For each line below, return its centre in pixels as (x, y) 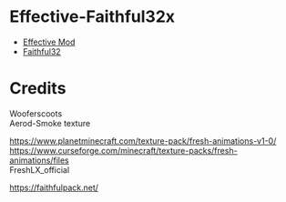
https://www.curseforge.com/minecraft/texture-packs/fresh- (124, 150)
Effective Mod (49, 42)
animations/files (40, 160)
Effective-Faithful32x (92, 17)
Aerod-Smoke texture (50, 123)
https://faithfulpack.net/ (54, 187)
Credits (38, 89)
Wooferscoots (36, 113)
